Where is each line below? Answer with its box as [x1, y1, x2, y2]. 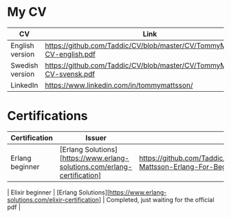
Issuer [85, 132, 107, 142]
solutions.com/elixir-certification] [7, 195, 102, 204]
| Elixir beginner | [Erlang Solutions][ [7, 188, 110, 197]
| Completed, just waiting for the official [102, 195, 214, 204]
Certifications [7, 108, 88, 124]
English [10, 41, 34, 50]
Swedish [10, 60, 38, 70]
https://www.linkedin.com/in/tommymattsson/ [44, 80, 194, 90]
